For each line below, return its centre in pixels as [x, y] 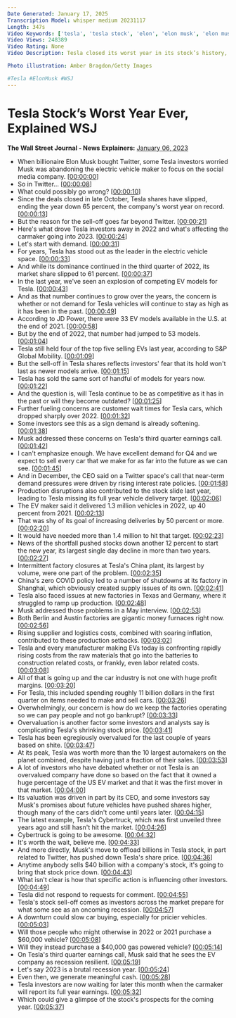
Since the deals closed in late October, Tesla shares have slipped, [112, 199]
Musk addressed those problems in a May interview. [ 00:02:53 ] [109, 610]
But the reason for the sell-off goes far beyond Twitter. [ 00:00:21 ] [112, 221]
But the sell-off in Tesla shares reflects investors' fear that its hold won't [122, 363]
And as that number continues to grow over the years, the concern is [117, 296]
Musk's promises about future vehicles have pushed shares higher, [114, 805]
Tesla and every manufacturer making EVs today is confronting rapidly [119, 648]
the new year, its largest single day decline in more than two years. [114, 551]
